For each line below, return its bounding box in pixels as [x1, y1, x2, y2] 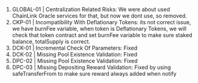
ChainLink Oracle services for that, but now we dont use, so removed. [12, 12, 187, 19]
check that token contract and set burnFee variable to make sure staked [12, 32, 193, 39]
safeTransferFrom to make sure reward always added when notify [12, 70, 177, 77]
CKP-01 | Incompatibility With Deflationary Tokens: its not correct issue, [12, 19, 191, 25]
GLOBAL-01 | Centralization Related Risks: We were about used [12, 6, 170, 13]
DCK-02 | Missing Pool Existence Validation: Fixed [12, 51, 138, 58]
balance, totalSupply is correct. [12, 38, 90, 45]
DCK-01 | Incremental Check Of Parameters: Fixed [12, 44, 138, 51]
